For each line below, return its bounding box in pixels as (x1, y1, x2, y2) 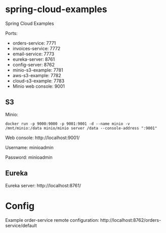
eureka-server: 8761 (12, 56, 55, 62)
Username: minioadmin (5, 144, 54, 150)
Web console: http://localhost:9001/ (5, 135, 80, 141)
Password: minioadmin (5, 154, 53, 160)
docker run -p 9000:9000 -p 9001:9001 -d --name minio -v (5, 121, 130, 126)
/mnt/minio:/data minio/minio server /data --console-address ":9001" (5, 125, 157, 130)
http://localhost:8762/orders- (100, 217, 161, 223)
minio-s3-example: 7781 (12, 67, 63, 73)
